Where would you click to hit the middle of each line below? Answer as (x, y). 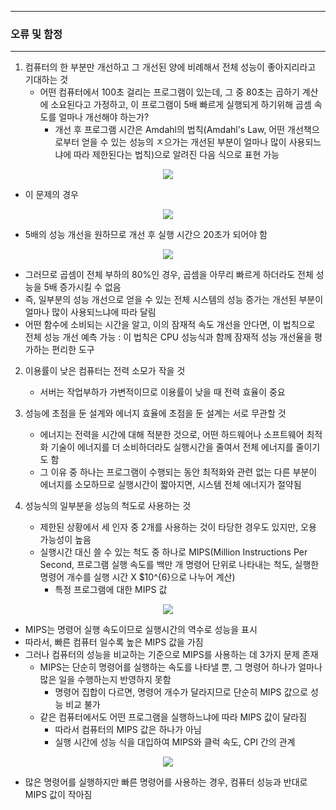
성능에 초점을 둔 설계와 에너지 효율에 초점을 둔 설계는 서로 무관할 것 (155, 413)
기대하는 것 (46, 80)
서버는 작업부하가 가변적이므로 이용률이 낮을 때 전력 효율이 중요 (162, 392)
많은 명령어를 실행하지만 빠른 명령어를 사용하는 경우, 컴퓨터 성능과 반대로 (166, 782)
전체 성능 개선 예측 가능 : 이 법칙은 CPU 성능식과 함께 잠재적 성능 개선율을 (168, 337)
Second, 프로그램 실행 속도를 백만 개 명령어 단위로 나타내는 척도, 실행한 (179, 565)
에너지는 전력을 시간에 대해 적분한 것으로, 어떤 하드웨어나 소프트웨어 (172, 435)
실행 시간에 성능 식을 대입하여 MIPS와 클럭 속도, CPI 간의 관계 (175, 742)
